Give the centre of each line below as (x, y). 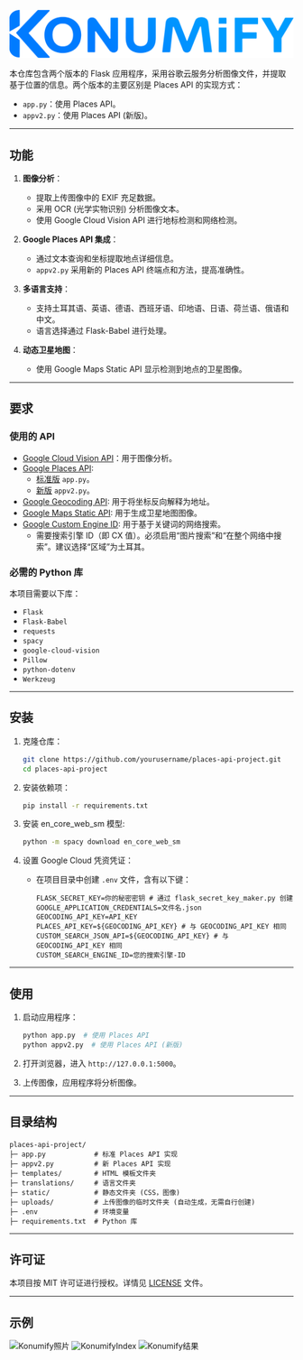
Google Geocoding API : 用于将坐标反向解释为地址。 (118, 501)
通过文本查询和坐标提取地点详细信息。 (107, 258)
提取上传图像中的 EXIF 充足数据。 (98, 197)
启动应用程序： (50, 1017)
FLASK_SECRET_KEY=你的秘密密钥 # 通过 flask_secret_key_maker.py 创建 (164, 899)
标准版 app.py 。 (65, 478)
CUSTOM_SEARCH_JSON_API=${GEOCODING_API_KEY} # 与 (132, 936)
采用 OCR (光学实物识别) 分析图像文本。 (110, 208)
